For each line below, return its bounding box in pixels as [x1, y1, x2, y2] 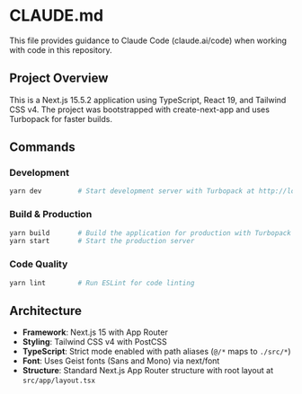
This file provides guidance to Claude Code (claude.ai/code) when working [9, 35, 288, 46]
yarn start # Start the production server [9, 237, 195, 246]
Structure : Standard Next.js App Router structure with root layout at [22, 365, 274, 376]
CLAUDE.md [9, 5, 104, 26]
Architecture [9, 302, 83, 319]
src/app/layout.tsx [22, 376, 96, 386]
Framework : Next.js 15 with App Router [22, 327, 168, 337]
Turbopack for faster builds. [9, 113, 112, 124]
